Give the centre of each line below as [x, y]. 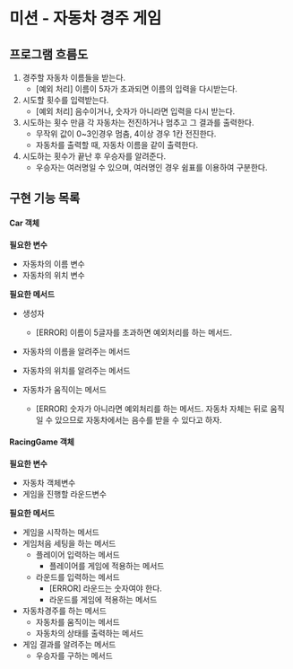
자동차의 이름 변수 [53, 264]
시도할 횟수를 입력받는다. [65, 100]
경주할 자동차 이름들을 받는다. [74, 78]
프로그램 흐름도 [49, 54]
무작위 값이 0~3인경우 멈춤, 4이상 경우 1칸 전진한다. [126, 134]
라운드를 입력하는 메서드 [78, 577]
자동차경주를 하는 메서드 [65, 611]
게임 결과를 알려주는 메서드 [69, 644]
